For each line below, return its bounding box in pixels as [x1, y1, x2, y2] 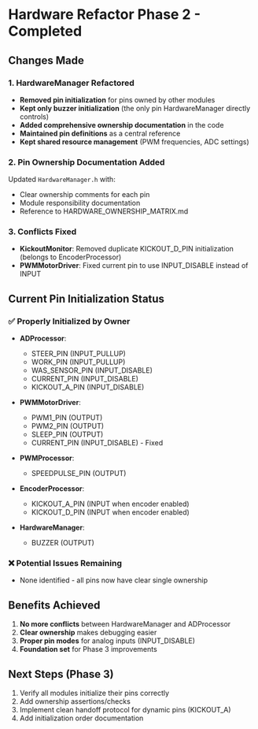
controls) [19, 112, 50, 121]
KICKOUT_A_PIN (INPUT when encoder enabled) [31, 499, 190, 509]
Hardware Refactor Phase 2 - [8, 6, 201, 24]
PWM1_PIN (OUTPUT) [31, 413, 103, 422]
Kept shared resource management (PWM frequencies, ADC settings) [19, 136, 249, 147]
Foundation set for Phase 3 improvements [19, 645, 157, 654]
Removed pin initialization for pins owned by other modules [19, 95, 216, 104]
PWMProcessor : [19, 453, 75, 463]
